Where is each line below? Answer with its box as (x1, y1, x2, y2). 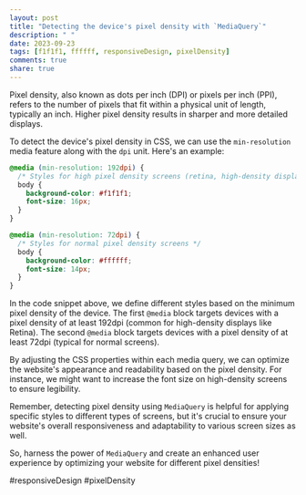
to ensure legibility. (9, 384, 81, 395)
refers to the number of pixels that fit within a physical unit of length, (9, 98, 267, 109)
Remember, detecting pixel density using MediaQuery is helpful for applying (9, 401, 290, 412)
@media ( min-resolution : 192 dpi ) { (9, 163, 145, 172)
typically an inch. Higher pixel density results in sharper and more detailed (9, 108, 289, 119)
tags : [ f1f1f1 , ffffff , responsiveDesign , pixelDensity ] (9, 47, 230, 57)
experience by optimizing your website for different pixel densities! (9, 458, 260, 469)
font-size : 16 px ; (25, 197, 92, 206)
